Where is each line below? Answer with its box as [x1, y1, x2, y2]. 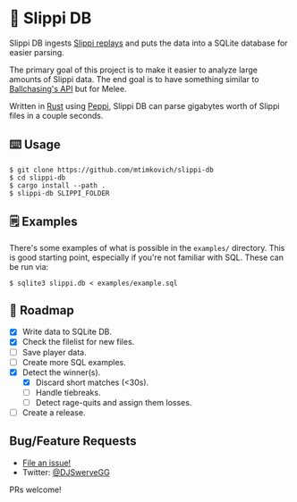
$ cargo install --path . [9, 180, 106, 190]
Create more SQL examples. [21, 356, 127, 367]
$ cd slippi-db [9, 173, 66, 182]
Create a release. [21, 406, 86, 418]
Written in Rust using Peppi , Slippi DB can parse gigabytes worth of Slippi [9, 100, 280, 111]
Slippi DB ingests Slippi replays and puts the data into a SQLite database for [9, 38, 288, 48]
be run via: [9, 261, 49, 272]
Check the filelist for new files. [21, 337, 135, 347]
